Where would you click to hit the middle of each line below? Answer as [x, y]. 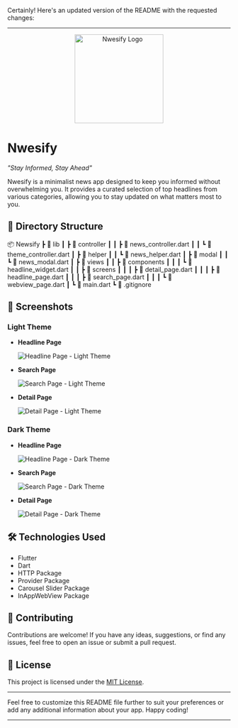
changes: [21, 18]
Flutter [27, 558]
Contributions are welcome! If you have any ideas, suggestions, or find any [117, 635]
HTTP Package [40, 573]
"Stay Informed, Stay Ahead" [50, 168]
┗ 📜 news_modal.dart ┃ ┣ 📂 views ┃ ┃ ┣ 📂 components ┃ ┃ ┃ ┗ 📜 [100, 261]
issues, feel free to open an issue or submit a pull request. [92, 643]
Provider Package [44, 580]
